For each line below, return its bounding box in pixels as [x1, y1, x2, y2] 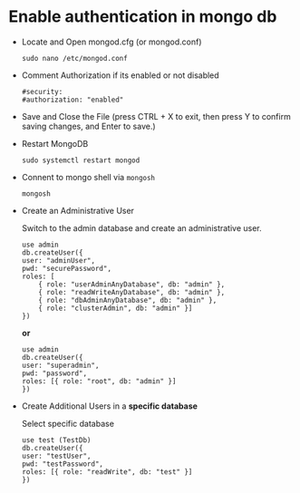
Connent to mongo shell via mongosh [21, 171, 156, 182]
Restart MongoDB [21, 138, 89, 149]
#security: [21, 87, 63, 96]
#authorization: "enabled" [21, 95, 124, 104]
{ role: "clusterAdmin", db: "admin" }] [38, 304, 193, 313]
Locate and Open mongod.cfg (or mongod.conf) [21, 36, 202, 47]
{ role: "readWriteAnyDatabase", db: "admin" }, [38, 287, 226, 296]
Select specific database [21, 418, 115, 429]
